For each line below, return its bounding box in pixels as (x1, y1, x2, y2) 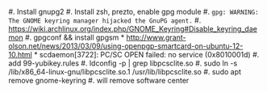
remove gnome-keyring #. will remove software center (8, 76, 190, 85)
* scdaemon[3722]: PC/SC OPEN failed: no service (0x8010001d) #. (33, 50, 260, 59)
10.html (8, 50, 32, 59)
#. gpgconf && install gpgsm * (24, 32, 125, 42)
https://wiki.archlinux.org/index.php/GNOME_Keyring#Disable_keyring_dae (8, 24, 258, 33)
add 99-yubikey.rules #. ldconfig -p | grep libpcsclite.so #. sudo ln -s (8, 58, 238, 68)
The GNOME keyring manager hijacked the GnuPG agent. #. (8, 15, 202, 25)
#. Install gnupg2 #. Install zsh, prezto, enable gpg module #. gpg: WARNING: (8, 7, 260, 16)
